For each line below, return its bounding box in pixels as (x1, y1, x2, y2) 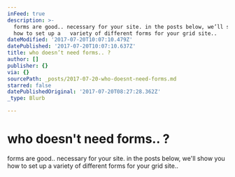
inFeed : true (7, 10, 45, 17)
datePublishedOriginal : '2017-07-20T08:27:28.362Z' (7, 88, 161, 95)
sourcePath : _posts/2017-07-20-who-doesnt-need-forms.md (7, 75, 177, 83)
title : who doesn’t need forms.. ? (7, 50, 111, 57)
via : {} (7, 69, 30, 76)
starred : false (7, 82, 52, 89)
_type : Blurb (7, 95, 45, 102)
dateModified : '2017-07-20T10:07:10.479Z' (7, 36, 133, 43)
